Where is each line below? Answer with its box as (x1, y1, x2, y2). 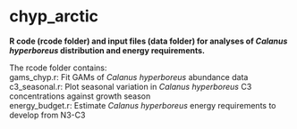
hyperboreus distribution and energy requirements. (9, 44, 206, 55)
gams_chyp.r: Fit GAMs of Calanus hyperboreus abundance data (9, 71, 249, 82)
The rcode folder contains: (9, 62, 107, 73)
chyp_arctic (9, 6, 99, 27)
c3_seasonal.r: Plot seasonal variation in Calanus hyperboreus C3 (9, 81, 252, 92)
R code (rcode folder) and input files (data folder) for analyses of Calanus (9, 36, 288, 46)
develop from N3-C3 (9, 109, 86, 120)
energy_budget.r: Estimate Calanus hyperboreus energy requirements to (9, 100, 276, 110)
